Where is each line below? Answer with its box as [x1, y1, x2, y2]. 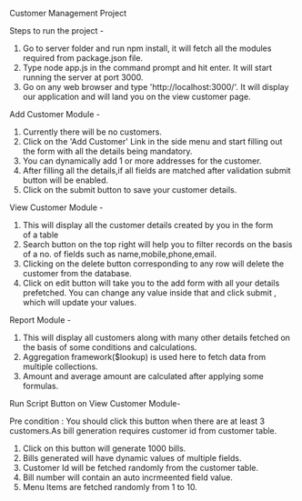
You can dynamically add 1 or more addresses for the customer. [22, 155, 262, 166]
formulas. [22, 381, 59, 391]
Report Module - [9, 315, 71, 326]
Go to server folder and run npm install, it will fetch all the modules [22, 43, 272, 54]
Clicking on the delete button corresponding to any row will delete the [22, 258, 285, 269]
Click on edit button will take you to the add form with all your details [22, 277, 280, 288]
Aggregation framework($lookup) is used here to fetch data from [22, 352, 267, 362]
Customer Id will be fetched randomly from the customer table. [22, 463, 259, 473]
